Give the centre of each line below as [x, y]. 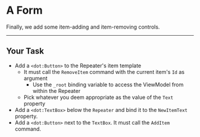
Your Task [25, 51]
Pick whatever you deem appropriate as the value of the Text [99, 97]
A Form [24, 10]
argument [35, 78]
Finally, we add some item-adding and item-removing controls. [83, 27]
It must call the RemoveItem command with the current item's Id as [104, 71]
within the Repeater [57, 91]
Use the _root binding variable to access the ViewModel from [108, 85]
